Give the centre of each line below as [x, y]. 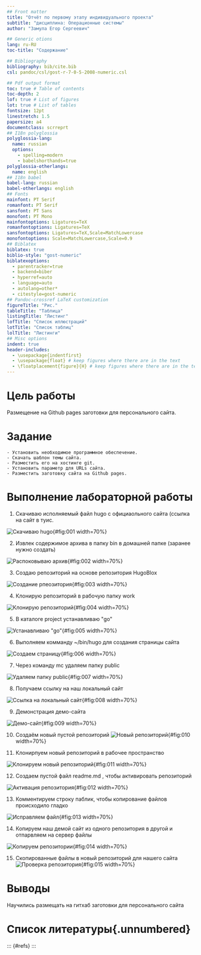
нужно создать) [35, 549]
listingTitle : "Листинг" [38, 316]
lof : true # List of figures [43, 100]
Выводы [28, 889]
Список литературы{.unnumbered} [99, 929]
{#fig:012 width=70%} [101, 787]
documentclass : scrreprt [38, 127]
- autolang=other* [35, 289]
